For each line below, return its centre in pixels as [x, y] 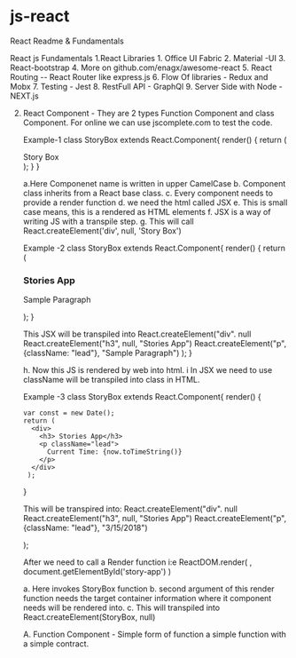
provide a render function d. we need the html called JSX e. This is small [155, 202]
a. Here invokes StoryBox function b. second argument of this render [148, 589]
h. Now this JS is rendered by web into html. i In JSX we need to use [148, 370]
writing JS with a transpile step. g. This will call [108, 221]
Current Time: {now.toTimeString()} [114, 452]
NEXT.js [24, 96]
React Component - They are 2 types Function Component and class [148, 113]
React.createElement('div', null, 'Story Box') [102, 230]
